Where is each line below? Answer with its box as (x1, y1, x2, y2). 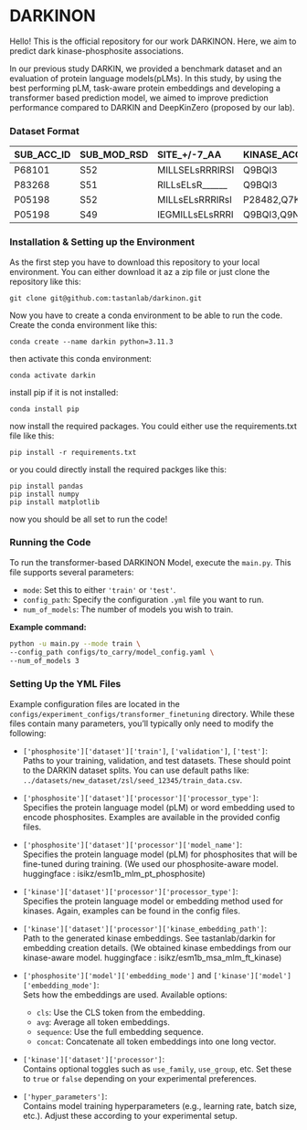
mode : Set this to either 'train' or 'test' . (22, 584, 176, 595)
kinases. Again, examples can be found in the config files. (22, 905, 240, 916)
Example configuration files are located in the (9, 698, 181, 709)
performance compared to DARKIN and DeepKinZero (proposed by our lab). (9, 101, 295, 112)
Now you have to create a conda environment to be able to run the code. (9, 310, 283, 321)
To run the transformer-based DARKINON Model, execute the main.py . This (9, 556, 291, 567)
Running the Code (9, 536, 91, 549)
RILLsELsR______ (156, 179, 228, 192)
